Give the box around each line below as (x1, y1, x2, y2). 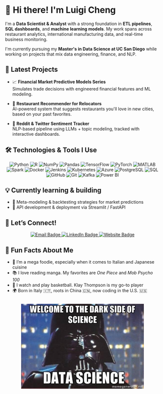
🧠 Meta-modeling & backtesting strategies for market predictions (12, 199, 144, 205)
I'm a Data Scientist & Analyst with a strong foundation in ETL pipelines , (5, 21, 152, 27)
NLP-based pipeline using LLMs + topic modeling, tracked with (12, 125, 140, 132)
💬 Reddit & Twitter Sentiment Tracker (12, 121, 90, 126)
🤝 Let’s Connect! (5, 218, 57, 227)
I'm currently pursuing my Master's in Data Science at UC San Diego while (5, 46, 157, 52)
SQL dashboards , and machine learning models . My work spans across (5, 26, 152, 31)
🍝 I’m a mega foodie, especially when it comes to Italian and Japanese (12, 259, 155, 265)
